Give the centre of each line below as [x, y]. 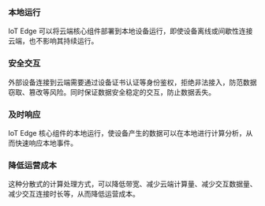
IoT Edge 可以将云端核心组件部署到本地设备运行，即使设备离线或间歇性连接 [131, 31]
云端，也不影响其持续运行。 [53, 41]
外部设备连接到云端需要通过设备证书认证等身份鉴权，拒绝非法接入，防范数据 [132, 82]
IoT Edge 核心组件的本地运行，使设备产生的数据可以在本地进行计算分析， [127, 133]
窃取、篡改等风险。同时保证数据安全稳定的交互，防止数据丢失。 [112, 92]
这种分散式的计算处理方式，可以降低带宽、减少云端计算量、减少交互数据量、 [132, 184]
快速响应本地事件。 [46, 143]
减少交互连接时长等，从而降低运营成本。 [74, 194]
